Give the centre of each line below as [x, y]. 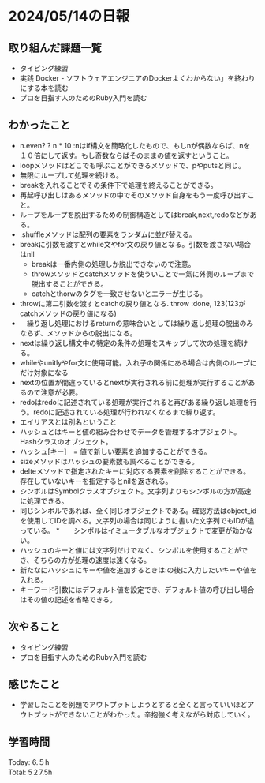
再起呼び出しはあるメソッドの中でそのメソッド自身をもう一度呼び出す [134, 195]
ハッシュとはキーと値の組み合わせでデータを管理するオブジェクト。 [130, 432]
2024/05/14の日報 [69, 16]
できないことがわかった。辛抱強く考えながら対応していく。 [158, 714]
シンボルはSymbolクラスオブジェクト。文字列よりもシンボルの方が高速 [135, 491]
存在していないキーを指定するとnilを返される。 [96, 481]
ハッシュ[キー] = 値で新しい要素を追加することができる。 [115, 451]
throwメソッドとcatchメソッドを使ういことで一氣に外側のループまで [143, 274]
